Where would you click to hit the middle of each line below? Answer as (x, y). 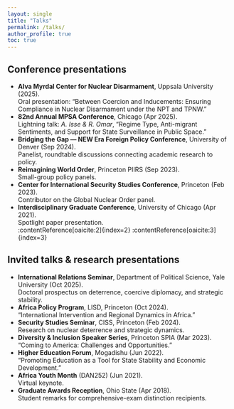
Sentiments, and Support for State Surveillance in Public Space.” (112, 132)
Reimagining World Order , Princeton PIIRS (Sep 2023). (99, 169)
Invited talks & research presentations (94, 260)
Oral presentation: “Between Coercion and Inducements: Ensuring (114, 101)
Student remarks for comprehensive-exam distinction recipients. (112, 398)
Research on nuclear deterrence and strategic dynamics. (101, 330)
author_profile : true (39, 34)
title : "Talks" (30, 21)
